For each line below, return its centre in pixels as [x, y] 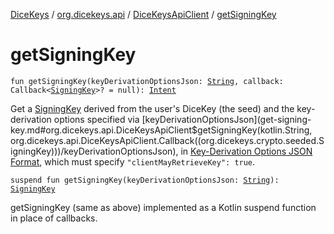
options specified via [96, 119]
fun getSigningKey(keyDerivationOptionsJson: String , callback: [147, 81]
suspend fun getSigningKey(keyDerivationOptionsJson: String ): [145, 180]
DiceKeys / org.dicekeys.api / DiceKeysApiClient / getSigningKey [143, 14]
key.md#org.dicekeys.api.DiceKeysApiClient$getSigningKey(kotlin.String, [161, 130]
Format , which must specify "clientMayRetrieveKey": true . [133, 161]
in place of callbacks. [54, 218]
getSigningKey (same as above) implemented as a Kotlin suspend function [163, 207]
